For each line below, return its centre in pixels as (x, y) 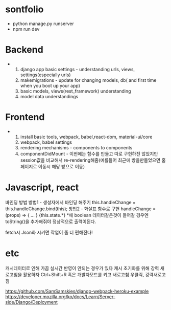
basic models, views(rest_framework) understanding (76, 91)
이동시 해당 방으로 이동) (62, 166)
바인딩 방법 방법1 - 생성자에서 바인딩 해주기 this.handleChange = (71, 202)
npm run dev (26, 29)
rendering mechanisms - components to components (76, 147)
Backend (24, 50)
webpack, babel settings (46, 142)
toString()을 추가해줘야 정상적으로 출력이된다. (51, 222)
